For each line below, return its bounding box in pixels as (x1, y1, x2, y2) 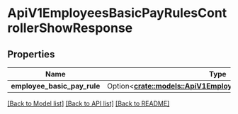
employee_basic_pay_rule (11, 81, 101, 91)
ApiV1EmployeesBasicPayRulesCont (7, 5, 227, 21)
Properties (7, 48, 55, 60)
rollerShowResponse (7, 20, 133, 36)
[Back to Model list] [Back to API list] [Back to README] (7, 99, 170, 108)
